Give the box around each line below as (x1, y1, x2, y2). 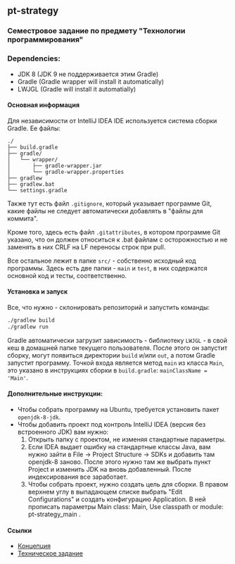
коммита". (7, 214, 39, 223)
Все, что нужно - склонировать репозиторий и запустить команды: (7, 303, 210, 312)
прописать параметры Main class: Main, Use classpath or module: (27, 502, 224, 510)
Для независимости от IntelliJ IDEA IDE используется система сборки (7, 116, 217, 125)
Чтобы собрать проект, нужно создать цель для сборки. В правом (27, 480, 229, 488)
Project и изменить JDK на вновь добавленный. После (27, 465, 192, 473)
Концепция (17, 541, 51, 551)
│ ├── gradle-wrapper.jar (7, 162, 102, 169)
